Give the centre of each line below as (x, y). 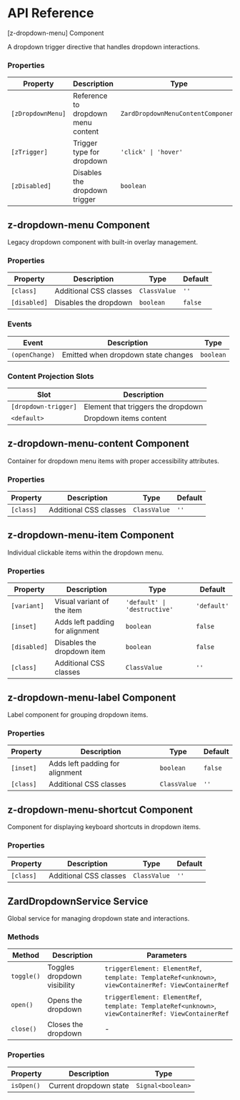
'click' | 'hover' (152, 152)
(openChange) (33, 355)
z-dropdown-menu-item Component (91, 535)
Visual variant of (82, 602)
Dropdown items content (125, 418)
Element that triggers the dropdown (144, 407)
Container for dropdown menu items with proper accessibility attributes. (114, 461)
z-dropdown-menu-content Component (98, 444)
